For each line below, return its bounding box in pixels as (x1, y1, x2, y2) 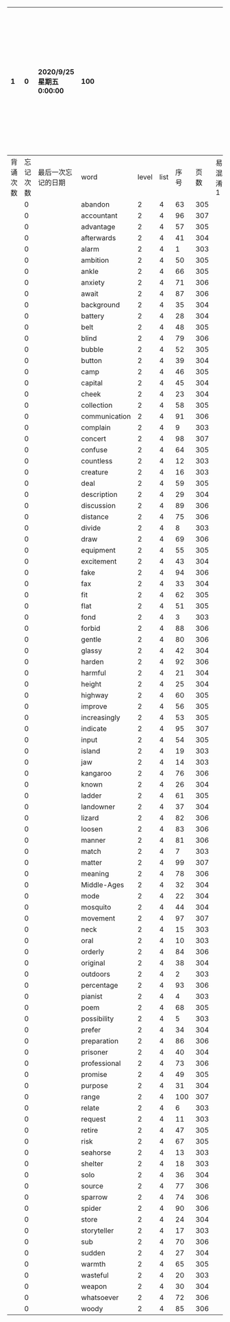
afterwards (81, 233, 116, 242)
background (81, 300, 120, 310)
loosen (81, 824, 103, 833)
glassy (81, 646, 103, 655)
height (81, 680, 102, 688)
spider (81, 1204, 102, 1213)
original (81, 958, 105, 967)
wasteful (81, 1271, 110, 1279)
